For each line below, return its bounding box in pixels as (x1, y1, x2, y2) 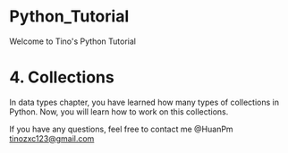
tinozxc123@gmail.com (9, 132, 95, 144)
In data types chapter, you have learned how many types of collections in (9, 97, 280, 107)
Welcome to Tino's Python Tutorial (9, 36, 137, 47)
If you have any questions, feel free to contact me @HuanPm (9, 123, 234, 134)
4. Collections (9, 67, 114, 88)
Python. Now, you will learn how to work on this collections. (9, 106, 229, 117)
